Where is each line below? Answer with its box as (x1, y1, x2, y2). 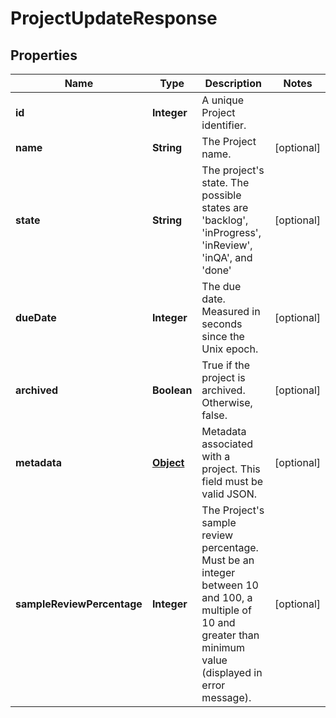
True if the (201, 358, 251, 372)
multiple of (201, 603, 252, 617)
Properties (10, 47, 78, 64)
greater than (201, 628, 260, 642)
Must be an (201, 553, 255, 567)
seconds (201, 317, 243, 331)
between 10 (201, 578, 259, 592)
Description (204, 77, 262, 90)
